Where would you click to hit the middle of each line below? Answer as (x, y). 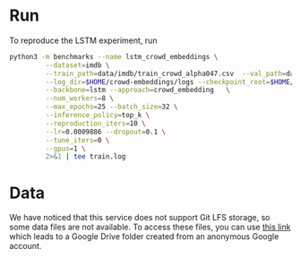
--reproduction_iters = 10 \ (95, 123)
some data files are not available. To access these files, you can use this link (150, 227)
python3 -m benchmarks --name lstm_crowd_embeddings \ (114, 56)
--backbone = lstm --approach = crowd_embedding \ (138, 90)
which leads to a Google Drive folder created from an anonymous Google (144, 236)
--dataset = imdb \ (77, 65)
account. (26, 246)
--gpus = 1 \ (66, 149)
